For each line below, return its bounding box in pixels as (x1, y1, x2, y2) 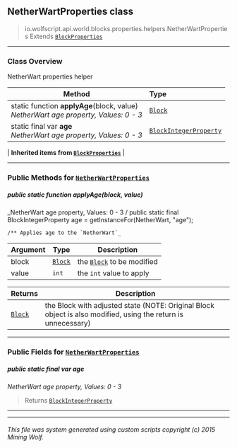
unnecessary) (44, 318, 91, 328)
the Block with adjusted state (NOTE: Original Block (44, 301, 215, 310)
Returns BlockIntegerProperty (24, 396, 113, 404)
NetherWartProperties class (7, 6, 134, 18)
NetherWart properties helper (7, 72, 93, 81)
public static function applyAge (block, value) (7, 190, 143, 199)
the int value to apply (77, 268, 150, 278)
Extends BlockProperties (30, 32, 103, 40)
